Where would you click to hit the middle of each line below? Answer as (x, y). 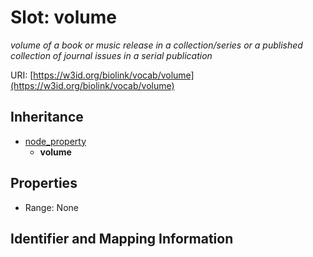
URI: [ (22, 75)
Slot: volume (64, 17)
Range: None (51, 207)
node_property (55, 141)
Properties (44, 183)
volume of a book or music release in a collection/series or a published (156, 45)
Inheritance (47, 117)
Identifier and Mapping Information (122, 238)
